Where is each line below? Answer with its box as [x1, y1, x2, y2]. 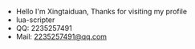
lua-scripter [15, 15, 55, 24]
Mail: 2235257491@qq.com [15, 32, 107, 41]
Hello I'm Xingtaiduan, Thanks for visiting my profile [15, 7, 187, 16]
